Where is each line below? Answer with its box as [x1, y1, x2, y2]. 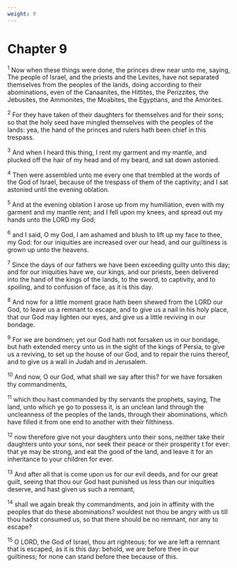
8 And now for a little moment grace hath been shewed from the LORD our [7, 297, 224, 306]
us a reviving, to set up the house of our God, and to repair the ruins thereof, [7, 350, 230, 358]
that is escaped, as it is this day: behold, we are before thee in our [7, 545, 200, 553]
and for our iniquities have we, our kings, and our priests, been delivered [7, 268, 219, 276]
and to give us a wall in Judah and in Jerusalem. [7, 358, 148, 366]
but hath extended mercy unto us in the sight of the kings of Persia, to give [7, 343, 225, 351]
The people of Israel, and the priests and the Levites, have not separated [7, 73, 219, 81]
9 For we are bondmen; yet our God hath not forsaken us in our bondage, [7, 334, 221, 343]
